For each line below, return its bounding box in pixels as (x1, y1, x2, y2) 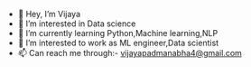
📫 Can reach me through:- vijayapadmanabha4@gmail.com (17, 48, 242, 58)
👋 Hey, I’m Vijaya (17, 9, 81, 19)
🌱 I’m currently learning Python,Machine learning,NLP (17, 28, 218, 38)
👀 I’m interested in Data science (17, 18, 136, 29)
